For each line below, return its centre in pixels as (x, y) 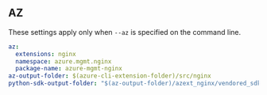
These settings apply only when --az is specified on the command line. (124, 32)
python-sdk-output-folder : (53, 84)
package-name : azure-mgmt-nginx (69, 69)
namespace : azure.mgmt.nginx (64, 61)
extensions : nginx (46, 54)
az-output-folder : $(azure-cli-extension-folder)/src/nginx (110, 76)
